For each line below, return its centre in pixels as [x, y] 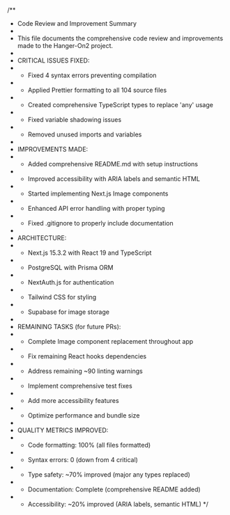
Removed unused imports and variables [85, 134]
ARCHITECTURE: [42, 238]
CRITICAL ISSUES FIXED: [53, 61]
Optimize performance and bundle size [84, 415]
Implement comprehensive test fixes [80, 386]
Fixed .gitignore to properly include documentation [100, 223]
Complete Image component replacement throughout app [110, 341]
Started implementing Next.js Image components [98, 193]
